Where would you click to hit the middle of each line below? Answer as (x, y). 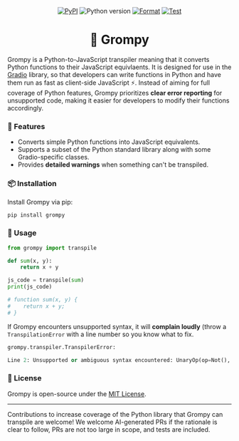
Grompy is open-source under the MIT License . (77, 394)
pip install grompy (36, 215)
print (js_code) (30, 287)
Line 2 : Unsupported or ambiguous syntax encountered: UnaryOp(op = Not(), (119, 360)
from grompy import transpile (52, 248)
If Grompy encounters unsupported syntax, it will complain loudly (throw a (117, 326)
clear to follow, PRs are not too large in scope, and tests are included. (109, 429)
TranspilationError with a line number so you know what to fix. (101, 334)
